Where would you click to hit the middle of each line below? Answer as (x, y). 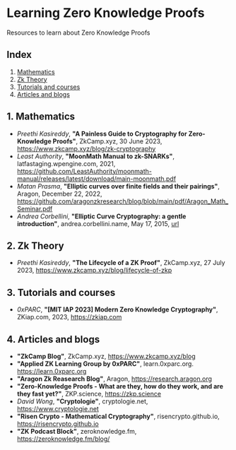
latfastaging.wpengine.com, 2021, (66, 163)
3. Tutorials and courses (61, 292)
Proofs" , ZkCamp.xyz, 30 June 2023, (107, 141)
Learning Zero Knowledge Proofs (106, 13)
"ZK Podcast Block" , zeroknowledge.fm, (77, 431)
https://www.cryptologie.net (58, 409)
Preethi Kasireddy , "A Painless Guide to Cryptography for (102, 134)
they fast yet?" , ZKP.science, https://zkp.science (89, 394)
